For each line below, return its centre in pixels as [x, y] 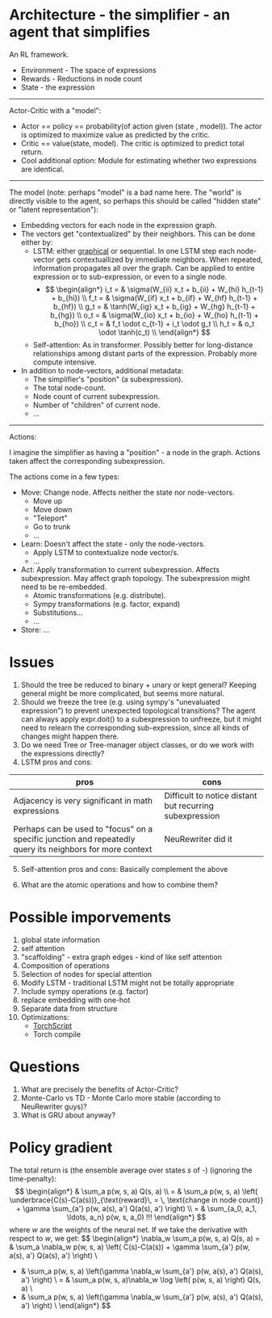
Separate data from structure [69, 1009]
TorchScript [52, 1025]
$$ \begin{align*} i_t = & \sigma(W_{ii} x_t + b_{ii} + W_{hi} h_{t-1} [154, 289]
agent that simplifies [80, 32]
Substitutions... [58, 613]
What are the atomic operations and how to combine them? [119, 884]
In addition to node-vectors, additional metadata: [102, 370]
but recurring [189, 806]
